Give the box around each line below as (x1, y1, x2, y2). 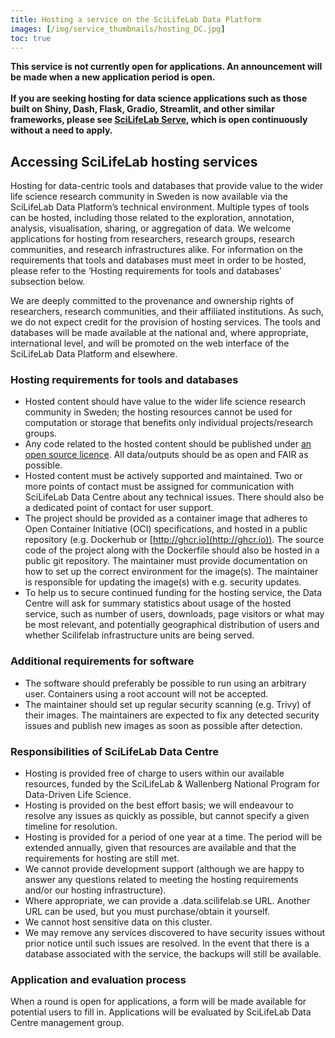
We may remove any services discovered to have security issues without (24, 927, 326, 939)
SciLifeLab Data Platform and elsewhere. (10, 348, 178, 360)
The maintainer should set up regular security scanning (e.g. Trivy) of (24, 698, 312, 710)
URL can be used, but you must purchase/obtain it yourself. (24, 906, 270, 918)
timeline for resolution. (24, 821, 118, 833)
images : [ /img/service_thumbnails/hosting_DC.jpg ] (10, 24, 226, 34)
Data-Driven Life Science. (24, 789, 132, 801)
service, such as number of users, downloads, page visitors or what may (24, 608, 325, 620)
